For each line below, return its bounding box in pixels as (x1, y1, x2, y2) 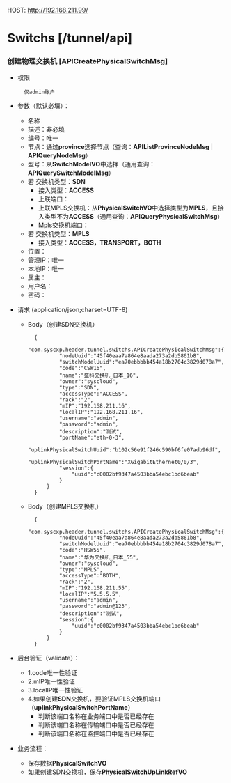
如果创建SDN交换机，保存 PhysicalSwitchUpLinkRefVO (27, 768, 188, 776)
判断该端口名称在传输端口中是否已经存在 (38, 721, 154, 729)
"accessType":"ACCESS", (58, 390, 128, 398)
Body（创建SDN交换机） (27, 320, 99, 329)
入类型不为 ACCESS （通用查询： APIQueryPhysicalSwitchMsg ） (38, 212, 224, 221)
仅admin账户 (24, 88, 56, 96)
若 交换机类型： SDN (27, 178, 86, 186)
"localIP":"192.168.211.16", (58, 409, 144, 416)
